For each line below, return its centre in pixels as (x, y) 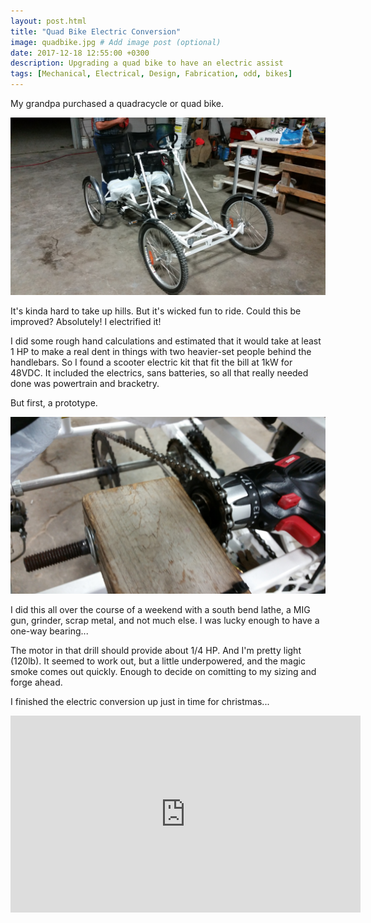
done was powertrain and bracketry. (85, 383)
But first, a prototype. (54, 402)
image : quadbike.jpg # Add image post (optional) (116, 42)
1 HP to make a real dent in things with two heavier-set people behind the (161, 351)
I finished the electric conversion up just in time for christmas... (140, 701)
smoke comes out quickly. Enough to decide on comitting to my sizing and (163, 671)
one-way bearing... (49, 631)
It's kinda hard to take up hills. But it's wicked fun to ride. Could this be (156, 311)
